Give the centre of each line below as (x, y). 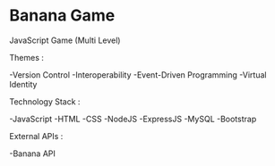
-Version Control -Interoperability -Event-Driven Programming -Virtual (138, 75)
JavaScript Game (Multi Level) (65, 40)
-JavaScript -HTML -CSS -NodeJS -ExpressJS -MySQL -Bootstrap (133, 119)
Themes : (27, 57)
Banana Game (62, 16)
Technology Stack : (45, 101)
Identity (23, 84)
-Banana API (33, 154)
